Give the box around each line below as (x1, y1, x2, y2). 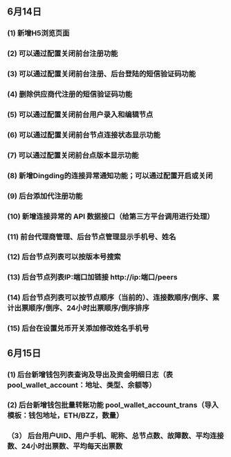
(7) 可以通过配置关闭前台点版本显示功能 (7, 150, 139, 160)
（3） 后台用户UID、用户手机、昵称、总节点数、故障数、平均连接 (7, 431, 224, 441)
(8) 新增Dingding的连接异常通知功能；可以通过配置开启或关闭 (7, 171, 213, 180)
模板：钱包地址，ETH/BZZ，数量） (7, 411, 124, 420)
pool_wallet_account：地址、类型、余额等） (7, 380, 156, 390)
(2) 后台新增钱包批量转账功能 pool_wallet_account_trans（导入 (7, 400, 219, 410)
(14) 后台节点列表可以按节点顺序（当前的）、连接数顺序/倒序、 (7, 293, 213, 302)
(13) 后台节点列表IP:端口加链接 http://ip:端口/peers (7, 273, 178, 282)
